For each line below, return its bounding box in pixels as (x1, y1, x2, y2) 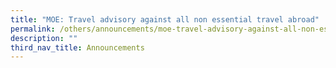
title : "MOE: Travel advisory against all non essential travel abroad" (10, 14, 320, 25)
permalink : (10, 24, 56, 34)
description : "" (10, 33, 78, 43)
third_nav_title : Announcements (10, 42, 145, 53)
